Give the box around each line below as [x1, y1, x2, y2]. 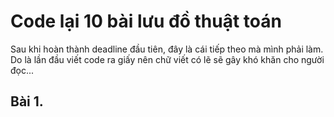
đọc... [10, 64, 35, 76]
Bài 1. [10, 93, 44, 110]
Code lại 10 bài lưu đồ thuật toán [10, 10, 282, 33]
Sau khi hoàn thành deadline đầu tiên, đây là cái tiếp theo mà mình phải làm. [10, 43, 324, 55]
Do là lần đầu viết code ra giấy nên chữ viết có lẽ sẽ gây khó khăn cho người [10, 53, 325, 65]
